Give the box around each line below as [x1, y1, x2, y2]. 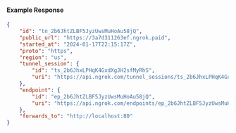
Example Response [6, 6, 64, 14]
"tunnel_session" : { [19, 61, 80, 68]
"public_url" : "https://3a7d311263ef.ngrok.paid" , [19, 34, 171, 42]
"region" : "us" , [19, 53, 68, 61]
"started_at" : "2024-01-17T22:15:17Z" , [19, 41, 137, 48]
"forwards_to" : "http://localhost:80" [19, 113, 133, 120]
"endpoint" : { [19, 87, 61, 94]
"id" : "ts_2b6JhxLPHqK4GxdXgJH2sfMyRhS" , [32, 67, 156, 74]
